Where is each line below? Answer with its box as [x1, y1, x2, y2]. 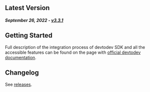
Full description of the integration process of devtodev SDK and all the [5, 44, 145, 50]
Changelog [5, 69, 39, 77]
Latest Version [5, 4, 50, 12]
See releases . [5, 81, 32, 87]
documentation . [5, 54, 37, 60]
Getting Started [5, 31, 53, 40]
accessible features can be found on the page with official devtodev [5, 49, 141, 55]
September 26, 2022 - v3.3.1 [5, 17, 64, 23]
